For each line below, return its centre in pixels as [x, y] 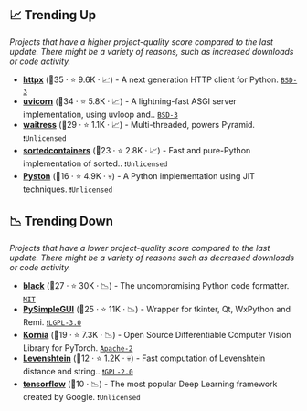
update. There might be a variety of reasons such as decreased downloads [152, 258]
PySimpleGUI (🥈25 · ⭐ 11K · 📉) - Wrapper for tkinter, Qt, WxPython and [156, 309]
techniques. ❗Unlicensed [68, 189]
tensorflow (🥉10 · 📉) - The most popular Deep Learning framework [150, 384]
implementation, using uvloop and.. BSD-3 [100, 114]
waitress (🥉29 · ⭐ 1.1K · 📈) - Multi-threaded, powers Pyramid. [139, 124]
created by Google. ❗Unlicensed [82, 396]
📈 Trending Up [53, 15]
